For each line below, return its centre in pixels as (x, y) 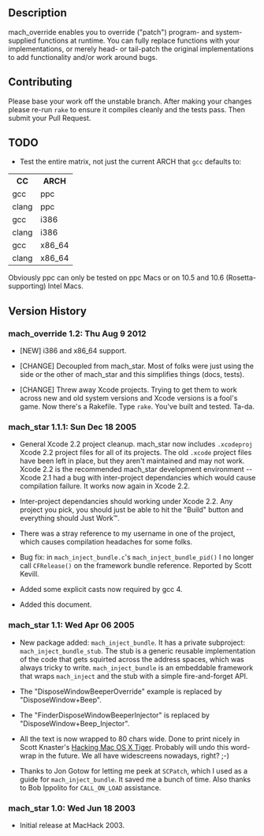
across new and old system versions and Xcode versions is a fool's (128, 398)
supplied (22, 40)
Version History (47, 311)
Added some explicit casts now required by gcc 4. (101, 589)
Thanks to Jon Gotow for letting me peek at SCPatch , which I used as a (134, 770)
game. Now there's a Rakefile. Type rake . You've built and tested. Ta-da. (137, 407)
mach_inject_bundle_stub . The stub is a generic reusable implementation (138, 650)
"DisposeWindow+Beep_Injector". (74, 723)
